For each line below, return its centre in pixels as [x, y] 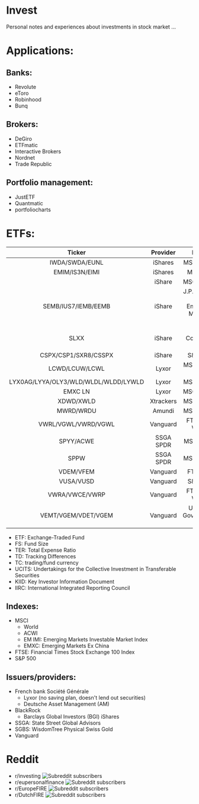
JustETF [25, 197]
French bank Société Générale [52, 691]
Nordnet [25, 157]
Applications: [40, 51]
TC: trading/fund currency [46, 563]
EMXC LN [76, 391]
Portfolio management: [50, 182]
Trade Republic [33, 164]
